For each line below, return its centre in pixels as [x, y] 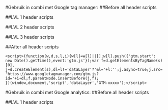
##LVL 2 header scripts [30, 27]
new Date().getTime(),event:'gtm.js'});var [52, 61]
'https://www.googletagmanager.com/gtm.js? [52, 74]
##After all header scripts [32, 47]
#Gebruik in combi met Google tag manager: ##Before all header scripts [81, 7]
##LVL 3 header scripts [30, 37]
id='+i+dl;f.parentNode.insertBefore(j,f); [52, 78]
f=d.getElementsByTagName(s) [132, 61]
